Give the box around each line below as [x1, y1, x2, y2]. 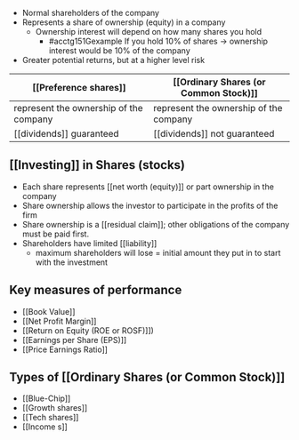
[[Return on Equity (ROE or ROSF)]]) [21, 324, 154, 336]
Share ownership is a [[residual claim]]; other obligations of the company [21, 219, 290, 229]
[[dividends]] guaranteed [13, 128, 119, 140]
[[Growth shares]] [21, 403, 88, 413]
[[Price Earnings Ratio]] [21, 344, 109, 355]
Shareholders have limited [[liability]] [21, 237, 158, 248]
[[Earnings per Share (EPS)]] [21, 334, 127, 345]
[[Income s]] [21, 421, 69, 432]
